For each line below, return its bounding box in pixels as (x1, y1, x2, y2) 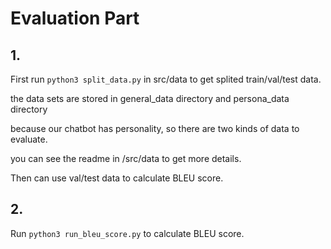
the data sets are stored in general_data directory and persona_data (10, 93, 290, 104)
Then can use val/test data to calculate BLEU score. (10, 172, 224, 184)
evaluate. (10, 133, 48, 145)
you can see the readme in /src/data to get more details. (10, 153, 242, 164)
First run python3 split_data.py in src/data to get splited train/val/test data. (10, 73, 322, 85)
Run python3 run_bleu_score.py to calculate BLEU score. (10, 227, 245, 239)
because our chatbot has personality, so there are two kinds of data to (10, 123, 300, 134)
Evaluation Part (10, 7, 140, 30)
